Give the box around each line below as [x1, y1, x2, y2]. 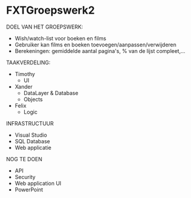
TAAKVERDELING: [6, 59, 51, 66]
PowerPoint [14, 186, 43, 193]
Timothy [14, 70, 36, 77]
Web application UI [14, 180, 62, 187]
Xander [14, 83, 33, 90]
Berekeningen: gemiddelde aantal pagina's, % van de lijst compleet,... [14, 47, 186, 54]
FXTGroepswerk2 [6, 4, 95, 17]
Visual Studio [14, 131, 47, 139]
